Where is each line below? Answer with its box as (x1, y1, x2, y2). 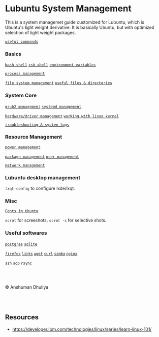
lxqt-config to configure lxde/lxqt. (5, 185, 75, 192)
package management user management (5, 154, 80, 159)
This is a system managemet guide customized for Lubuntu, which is (5, 19, 144, 25)
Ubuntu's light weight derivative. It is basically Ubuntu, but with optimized (5, 24, 155, 30)
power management (5, 144, 41, 150)
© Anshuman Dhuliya (5, 284, 49, 290)
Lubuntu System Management (5, 3, 132, 14)
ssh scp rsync (5, 261, 32, 266)
